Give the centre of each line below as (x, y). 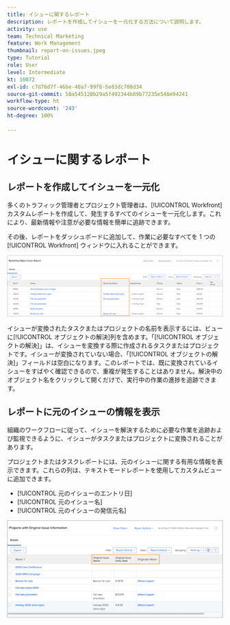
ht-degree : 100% (30, 116)
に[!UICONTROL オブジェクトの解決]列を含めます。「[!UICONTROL (100, 336)
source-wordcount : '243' (42, 109)
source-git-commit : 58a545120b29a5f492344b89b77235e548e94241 (98, 94)
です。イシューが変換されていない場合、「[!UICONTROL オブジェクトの (112, 354)
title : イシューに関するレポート (49, 14)
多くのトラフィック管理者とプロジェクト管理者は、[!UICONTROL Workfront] (115, 205)
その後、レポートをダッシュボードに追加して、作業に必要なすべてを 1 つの (111, 236)
